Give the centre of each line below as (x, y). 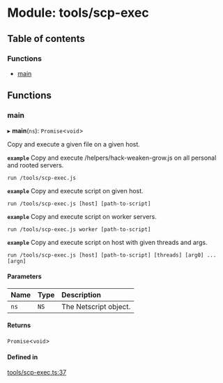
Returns (19, 325)
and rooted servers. (36, 165)
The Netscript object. (96, 306)
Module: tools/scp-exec (78, 13)
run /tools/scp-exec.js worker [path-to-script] (79, 229)
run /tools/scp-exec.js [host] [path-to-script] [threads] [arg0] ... (112, 255)
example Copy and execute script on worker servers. (82, 216)
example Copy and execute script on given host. (76, 190)
